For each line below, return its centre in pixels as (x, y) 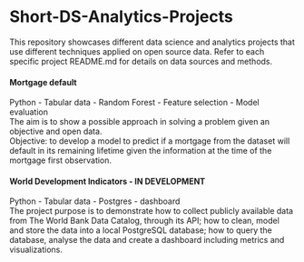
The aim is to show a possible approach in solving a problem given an (140, 122)
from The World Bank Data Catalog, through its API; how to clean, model (144, 221)
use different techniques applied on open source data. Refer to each (137, 51)
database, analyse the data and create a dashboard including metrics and (147, 240)
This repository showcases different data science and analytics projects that (152, 42)
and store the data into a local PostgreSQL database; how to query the (141, 230)
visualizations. (36, 250)
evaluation (29, 112)
